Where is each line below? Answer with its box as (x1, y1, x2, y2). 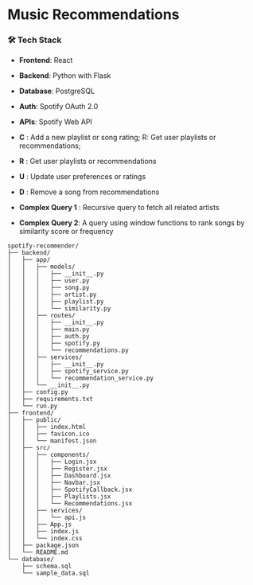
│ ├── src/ (7, 444, 51, 452)
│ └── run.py (7, 402, 58, 411)
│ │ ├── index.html (7, 423, 87, 431)
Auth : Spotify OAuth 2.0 (18, 102, 99, 111)
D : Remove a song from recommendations (18, 187, 160, 197)
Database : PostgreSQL (18, 86, 95, 96)
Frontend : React (18, 56, 73, 65)
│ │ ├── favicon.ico (7, 430, 90, 439)
